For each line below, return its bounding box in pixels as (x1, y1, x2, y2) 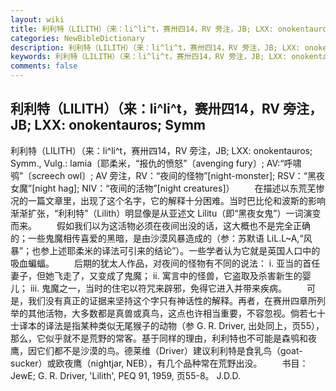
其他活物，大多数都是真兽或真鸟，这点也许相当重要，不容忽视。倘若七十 (27, 307, 326, 319)
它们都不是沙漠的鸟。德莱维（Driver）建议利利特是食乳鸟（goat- (36, 344, 303, 356)
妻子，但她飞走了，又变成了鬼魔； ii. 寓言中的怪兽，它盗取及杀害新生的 (10, 269, 303, 281)
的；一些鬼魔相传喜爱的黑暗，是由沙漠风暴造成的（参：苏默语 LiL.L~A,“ (10, 232, 304, 244)
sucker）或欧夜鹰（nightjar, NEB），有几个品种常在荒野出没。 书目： (10, 357, 309, 369)
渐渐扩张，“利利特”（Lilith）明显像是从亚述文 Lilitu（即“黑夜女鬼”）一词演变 (10, 207, 322, 219)
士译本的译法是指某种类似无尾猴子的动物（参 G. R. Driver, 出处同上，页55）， (10, 319, 325, 331)
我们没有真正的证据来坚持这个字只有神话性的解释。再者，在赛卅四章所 (27, 294, 317, 306)
